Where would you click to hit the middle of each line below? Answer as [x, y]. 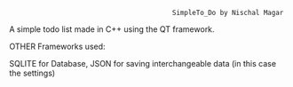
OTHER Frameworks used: [57, 46]
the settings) [32, 73]
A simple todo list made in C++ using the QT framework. [112, 29]
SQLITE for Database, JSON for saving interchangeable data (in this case [143, 63]
